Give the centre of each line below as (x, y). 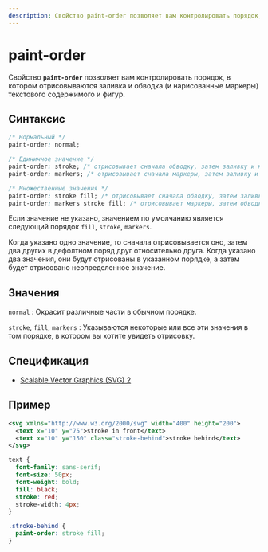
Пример (30, 405)
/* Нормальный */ (37, 137)
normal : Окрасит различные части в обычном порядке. (102, 312)
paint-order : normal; (44, 145)
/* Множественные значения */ (59, 188)
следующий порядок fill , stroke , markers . (80, 227)
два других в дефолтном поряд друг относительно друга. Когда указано (132, 251)
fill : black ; (37, 489)
